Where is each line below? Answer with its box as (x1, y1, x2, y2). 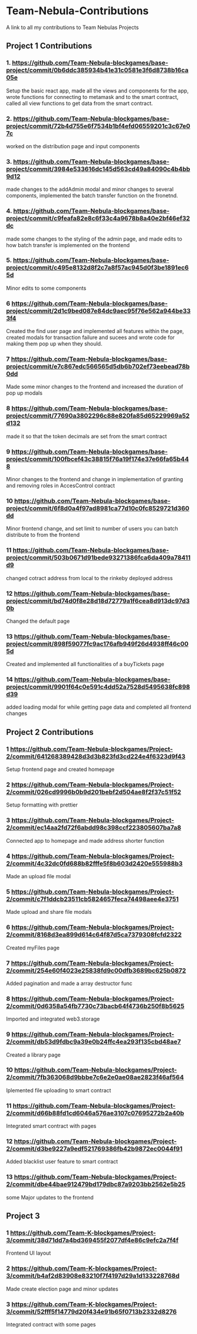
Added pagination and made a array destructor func (6, 980, 133, 987)
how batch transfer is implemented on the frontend (6, 241, 130, 248)
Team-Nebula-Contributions (6, 4, 149, 18)
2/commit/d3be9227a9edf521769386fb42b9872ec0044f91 (6, 1145, 183, 1153)
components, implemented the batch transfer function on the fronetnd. (6, 192, 178, 199)
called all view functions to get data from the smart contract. (6, 100, 153, 107)
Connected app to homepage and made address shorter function (6, 837, 165, 844)
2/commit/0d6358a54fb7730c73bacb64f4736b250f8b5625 (6, 1002, 185, 1010)
